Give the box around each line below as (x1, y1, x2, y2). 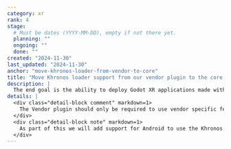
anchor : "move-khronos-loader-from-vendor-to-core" (7, 67, 158, 74)
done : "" (13, 49, 38, 56)
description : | (7, 80, 51, 87)
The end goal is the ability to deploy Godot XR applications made (13, 87, 211, 93)
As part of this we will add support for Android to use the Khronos (19, 125, 223, 132)
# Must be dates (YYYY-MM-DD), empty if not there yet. (13, 29, 177, 36)
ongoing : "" (13, 42, 48, 49)
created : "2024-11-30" (7, 55, 72, 62)
